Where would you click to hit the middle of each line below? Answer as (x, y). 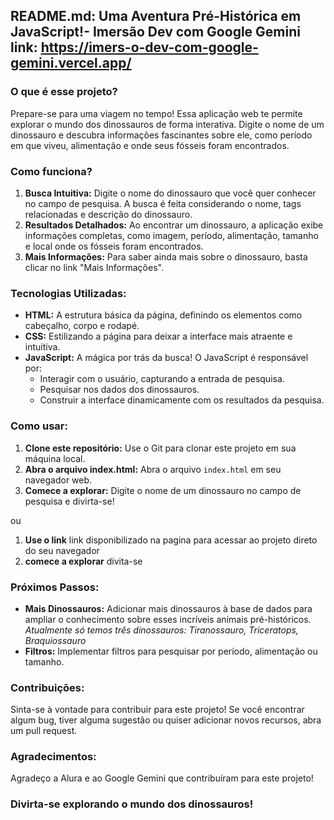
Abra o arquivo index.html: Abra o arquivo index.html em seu (153, 469)
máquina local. (55, 458)
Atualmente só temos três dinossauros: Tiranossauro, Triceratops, (161, 630)
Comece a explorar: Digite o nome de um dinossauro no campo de (163, 490)
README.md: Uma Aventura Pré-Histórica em (156, 16)
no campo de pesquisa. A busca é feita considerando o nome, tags (163, 203)
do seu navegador (62, 550)
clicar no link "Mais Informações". (94, 267)
